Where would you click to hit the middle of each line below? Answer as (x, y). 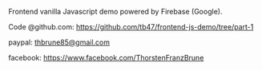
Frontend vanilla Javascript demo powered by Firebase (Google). (115, 12)
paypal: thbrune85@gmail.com (59, 42)
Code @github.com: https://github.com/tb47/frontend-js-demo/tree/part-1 (131, 27)
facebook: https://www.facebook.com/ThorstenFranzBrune (106, 58)
